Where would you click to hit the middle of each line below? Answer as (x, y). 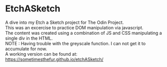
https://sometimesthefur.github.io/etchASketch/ (54, 59)
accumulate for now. (26, 49)
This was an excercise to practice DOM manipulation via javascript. (74, 27)
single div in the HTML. (29, 38)
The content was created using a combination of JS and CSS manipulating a (84, 33)
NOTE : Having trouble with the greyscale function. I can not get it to (75, 43)
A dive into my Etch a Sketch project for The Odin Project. (64, 22)
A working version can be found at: (41, 54)
